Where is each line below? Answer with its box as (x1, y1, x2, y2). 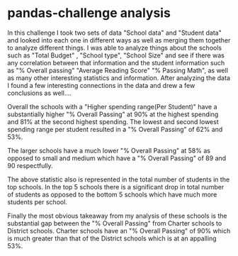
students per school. (7, 197, 67, 206)
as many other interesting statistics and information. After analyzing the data (7, 73, 230, 82)
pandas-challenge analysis (7, 5, 171, 21)
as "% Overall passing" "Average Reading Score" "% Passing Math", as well (7, 66, 229, 74)
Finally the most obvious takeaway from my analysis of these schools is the (7, 211, 227, 220)
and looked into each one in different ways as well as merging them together (7, 35, 231, 44)
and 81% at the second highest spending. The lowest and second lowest (7, 117, 219, 126)
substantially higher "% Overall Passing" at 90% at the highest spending (7, 110, 219, 118)
